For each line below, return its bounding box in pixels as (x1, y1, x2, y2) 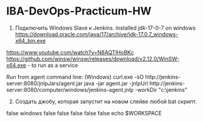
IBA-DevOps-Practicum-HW (6, 4, 151, 18)
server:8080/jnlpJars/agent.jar (6, 80, 83, 87)
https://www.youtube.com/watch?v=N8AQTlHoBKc (6, 48, 135, 56)
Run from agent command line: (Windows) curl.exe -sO (6, 73, 144, 80)
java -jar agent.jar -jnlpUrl (84, 80, 148, 87)
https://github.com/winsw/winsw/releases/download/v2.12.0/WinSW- (6, 55, 180, 62)
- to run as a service (27, 62, 78, 69)
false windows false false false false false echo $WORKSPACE (6, 109, 162, 117)
